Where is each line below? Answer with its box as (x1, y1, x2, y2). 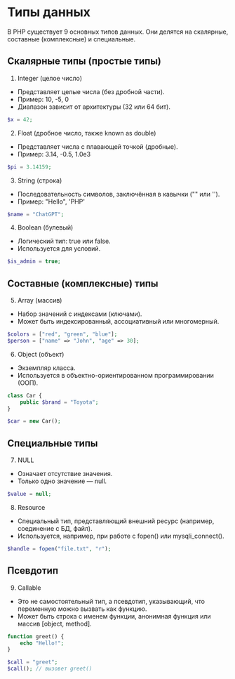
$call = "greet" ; (7, 659, 58, 666)
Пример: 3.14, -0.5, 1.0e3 (17, 150, 91, 158)
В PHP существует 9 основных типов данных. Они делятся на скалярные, (7, 27, 229, 36)
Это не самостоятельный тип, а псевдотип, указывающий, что (17, 597, 206, 605)
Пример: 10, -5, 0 (17, 95, 69, 103)
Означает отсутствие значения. (17, 470, 113, 478)
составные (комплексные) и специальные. (7, 34, 135, 43)
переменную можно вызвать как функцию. (17, 605, 147, 613)
